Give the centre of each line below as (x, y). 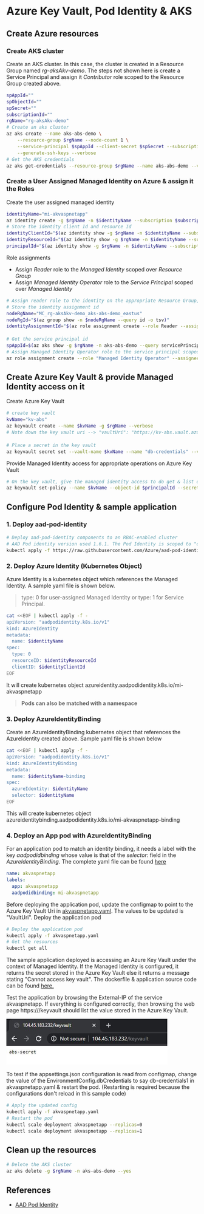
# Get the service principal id (47, 339)
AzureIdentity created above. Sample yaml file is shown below (84, 738)
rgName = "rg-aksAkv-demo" (38, 121)
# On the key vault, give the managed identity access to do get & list (100, 482)
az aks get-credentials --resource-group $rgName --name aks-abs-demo (97, 166)
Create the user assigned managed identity (60, 202)
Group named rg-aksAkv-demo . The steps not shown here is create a (93, 70)
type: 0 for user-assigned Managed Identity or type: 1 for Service (102, 597)
